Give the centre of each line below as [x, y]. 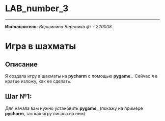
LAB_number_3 [37, 9]
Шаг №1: [18, 96]
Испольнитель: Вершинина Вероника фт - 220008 [58, 26]
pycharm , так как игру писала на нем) [45, 113]
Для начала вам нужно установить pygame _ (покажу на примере [74, 108]
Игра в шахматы [41, 46]
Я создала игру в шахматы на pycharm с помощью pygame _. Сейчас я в [82, 76]
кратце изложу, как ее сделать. [38, 81]
